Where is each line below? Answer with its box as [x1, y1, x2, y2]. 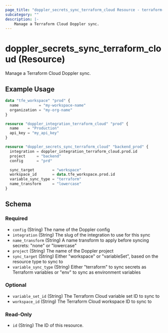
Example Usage [5, 85, 55, 93]
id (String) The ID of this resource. [12, 322, 84, 328]
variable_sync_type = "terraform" [9, 177, 81, 182]
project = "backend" [9, 154, 61, 159]
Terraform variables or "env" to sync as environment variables [12, 269, 141, 275]
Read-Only [5, 311, 32, 318]
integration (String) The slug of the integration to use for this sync [12, 232, 150, 238]
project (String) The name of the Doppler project [12, 248, 114, 254]
